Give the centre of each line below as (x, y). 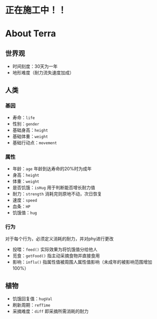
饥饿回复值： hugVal (32, 299)
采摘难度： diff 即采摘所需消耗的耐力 (50, 311)
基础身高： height (30, 130)
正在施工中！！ (36, 10)
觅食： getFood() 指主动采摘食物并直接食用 (56, 256)
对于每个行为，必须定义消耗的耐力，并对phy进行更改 (59, 239)
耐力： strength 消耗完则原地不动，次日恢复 (57, 194)
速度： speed (25, 200)
